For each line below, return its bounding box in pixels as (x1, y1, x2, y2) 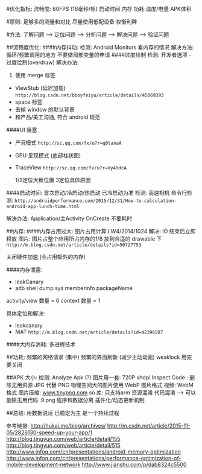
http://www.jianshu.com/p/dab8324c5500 (81, 461, 187, 468)
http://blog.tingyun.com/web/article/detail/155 (6, 435, 121, 442)
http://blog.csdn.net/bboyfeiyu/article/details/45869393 (14, 92, 164, 98)
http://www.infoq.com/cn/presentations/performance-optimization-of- (6, 455, 181, 461)
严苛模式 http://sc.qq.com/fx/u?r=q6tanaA (14, 139, 122, 146)
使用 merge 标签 (14, 72, 55, 78)
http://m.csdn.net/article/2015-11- (107, 422, 191, 429)
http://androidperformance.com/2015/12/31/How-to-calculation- (14, 198, 177, 204)
